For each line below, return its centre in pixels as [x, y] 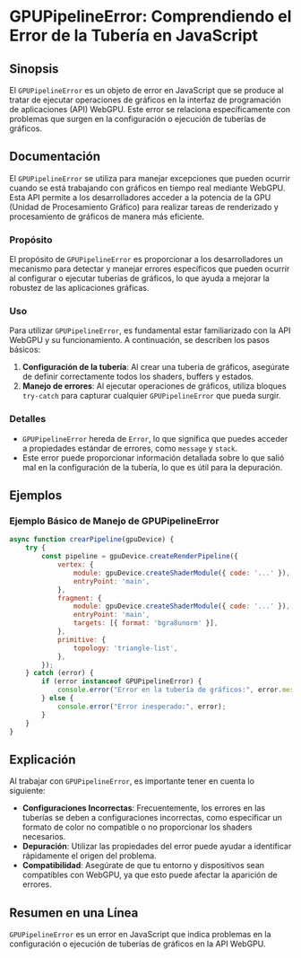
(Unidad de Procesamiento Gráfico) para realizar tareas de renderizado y [144, 207]
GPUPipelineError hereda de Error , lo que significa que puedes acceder [155, 438]
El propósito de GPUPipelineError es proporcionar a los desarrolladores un [146, 259]
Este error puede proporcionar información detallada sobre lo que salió [153, 457]
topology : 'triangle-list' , [125, 648]
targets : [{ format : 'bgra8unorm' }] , [146, 623]
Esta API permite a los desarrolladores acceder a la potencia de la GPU [140, 197]
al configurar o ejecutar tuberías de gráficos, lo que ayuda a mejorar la [140, 278]
